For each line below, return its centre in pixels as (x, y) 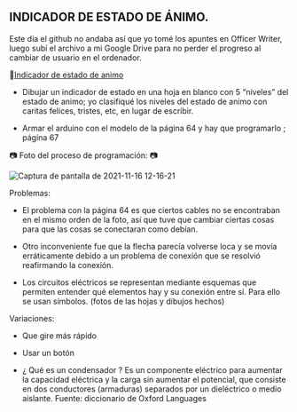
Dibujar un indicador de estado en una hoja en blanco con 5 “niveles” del (155, 91)
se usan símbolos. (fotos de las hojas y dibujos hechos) (123, 301)
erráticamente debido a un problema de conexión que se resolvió (141, 256)
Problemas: (30, 193)
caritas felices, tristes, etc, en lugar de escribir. (108, 111)
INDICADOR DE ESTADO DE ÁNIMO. (109, 17)
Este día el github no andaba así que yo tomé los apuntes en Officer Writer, (146, 38)
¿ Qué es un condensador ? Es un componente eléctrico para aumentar (152, 369)
